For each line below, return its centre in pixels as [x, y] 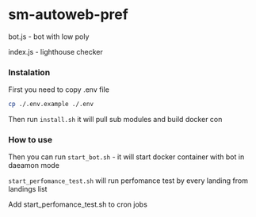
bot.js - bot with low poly [49, 36]
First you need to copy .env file [59, 89]
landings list [28, 189]
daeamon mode [34, 166]
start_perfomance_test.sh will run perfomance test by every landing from [128, 181]
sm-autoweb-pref [68, 15]
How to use [31, 140]
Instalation [29, 72]
